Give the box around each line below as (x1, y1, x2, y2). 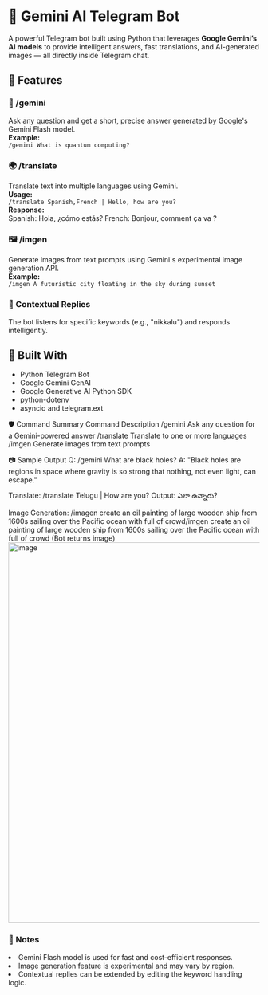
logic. (8, 977, 26, 987)
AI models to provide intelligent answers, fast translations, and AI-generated (8, 41, 260, 51)
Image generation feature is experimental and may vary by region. (18, 961, 235, 970)
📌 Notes (8, 934, 40, 946)
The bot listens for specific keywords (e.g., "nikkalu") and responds (8, 317, 231, 326)
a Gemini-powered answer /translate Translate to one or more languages (8, 431, 247, 441)
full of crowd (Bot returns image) (8, 533, 116, 543)
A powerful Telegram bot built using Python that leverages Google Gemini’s (8, 33, 258, 43)
